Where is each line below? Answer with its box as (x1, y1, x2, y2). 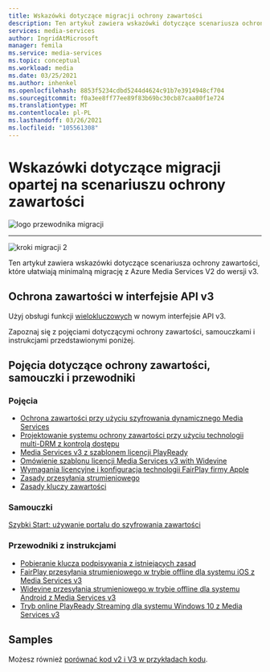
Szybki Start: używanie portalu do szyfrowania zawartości (8, 520, 201, 530)
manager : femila (8, 42, 63, 50)
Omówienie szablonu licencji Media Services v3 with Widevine (19, 456, 227, 466)
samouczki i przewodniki (8, 371, 136, 384)
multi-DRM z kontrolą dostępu (19, 439, 120, 449)
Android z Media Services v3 (19, 592, 117, 602)
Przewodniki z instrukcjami (8, 540, 117, 551)
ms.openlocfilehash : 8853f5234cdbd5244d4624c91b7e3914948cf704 (8, 86, 225, 95)
